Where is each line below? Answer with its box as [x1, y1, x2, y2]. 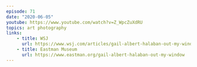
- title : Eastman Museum [16, 47, 77, 52]
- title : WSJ [16, 36, 49, 41]
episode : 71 [6, 8, 35, 15]
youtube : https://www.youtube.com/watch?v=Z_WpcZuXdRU [6, 19, 143, 25]
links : [6, 30, 22, 36]
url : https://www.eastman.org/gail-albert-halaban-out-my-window [21, 52, 185, 58]
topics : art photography [6, 24, 67, 31]
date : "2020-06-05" [6, 14, 54, 20]
